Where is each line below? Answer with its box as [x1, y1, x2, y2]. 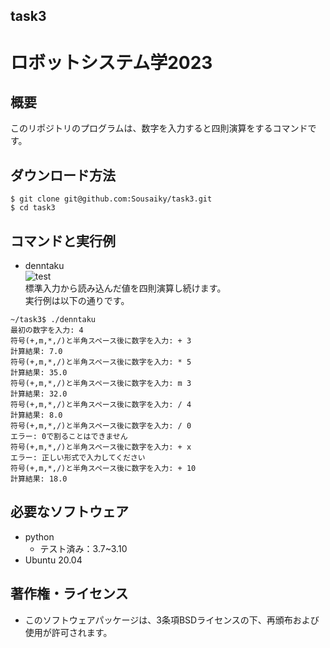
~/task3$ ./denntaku [10, 315, 97, 325]
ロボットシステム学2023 [10, 51, 213, 74]
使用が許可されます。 [24, 626, 113, 638]
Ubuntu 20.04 [24, 554, 83, 566]
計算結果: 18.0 [10, 474, 68, 484]
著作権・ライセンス [10, 585, 129, 603]
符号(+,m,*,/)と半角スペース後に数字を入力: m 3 [10, 379, 192, 389]
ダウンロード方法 [10, 167, 116, 184]
